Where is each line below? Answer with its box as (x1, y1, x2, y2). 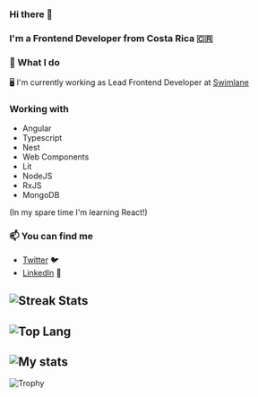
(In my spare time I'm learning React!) (9, 207, 148, 218)
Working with (9, 103, 69, 116)
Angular (21, 123, 52, 134)
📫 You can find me (9, 230, 94, 243)
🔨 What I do (9, 56, 60, 68)
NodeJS (21, 170, 53, 182)
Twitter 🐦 (21, 255, 60, 265)
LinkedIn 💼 (21, 267, 62, 278)
